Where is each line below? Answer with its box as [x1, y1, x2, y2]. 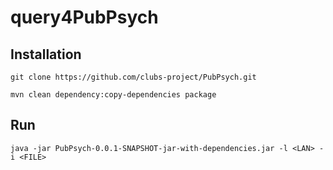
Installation [10, 46, 82, 63]
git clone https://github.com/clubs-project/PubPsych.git [10, 72, 257, 82]
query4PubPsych [10, 6, 159, 29]
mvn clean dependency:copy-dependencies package [10, 90, 217, 100]
